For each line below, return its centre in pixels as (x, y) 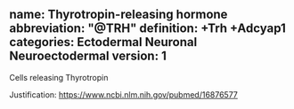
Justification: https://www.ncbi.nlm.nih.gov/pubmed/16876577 (124, 94)
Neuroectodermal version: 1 (88, 56)
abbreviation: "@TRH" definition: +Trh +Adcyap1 (148, 29)
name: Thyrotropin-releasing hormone (118, 15)
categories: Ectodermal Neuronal (103, 42)
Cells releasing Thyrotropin (59, 77)
